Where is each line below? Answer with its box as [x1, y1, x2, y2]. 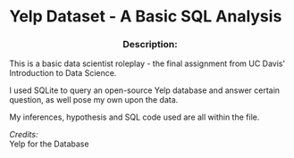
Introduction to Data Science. [9, 68, 117, 79]
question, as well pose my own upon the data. [9, 95, 179, 105]
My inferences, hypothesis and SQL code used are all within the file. [9, 112, 260, 122]
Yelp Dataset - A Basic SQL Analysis [9, 6, 282, 27]
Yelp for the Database [9, 138, 89, 149]
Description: [122, 38, 178, 51]
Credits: [9, 129, 38, 140]
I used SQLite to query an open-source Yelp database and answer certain [9, 85, 280, 96]
